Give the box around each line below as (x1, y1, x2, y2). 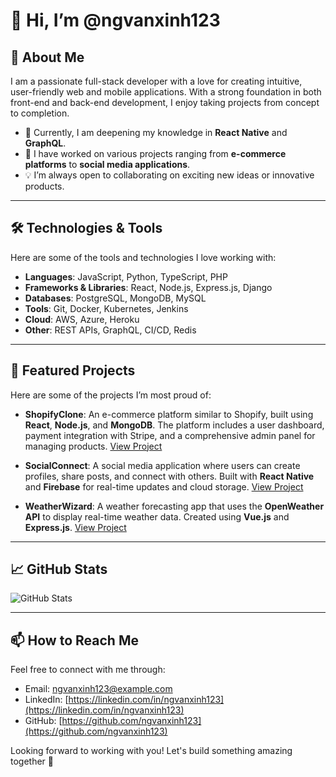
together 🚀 (10, 755, 55, 768)
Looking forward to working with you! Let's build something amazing (10, 745, 293, 757)
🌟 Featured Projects (10, 362, 136, 379)
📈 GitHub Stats (10, 561, 108, 578)
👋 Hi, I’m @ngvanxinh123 (10, 9, 221, 32)
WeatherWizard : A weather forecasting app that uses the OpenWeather (24, 500, 325, 512)
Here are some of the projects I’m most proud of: (10, 389, 212, 401)
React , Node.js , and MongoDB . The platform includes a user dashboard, (24, 419, 325, 431)
